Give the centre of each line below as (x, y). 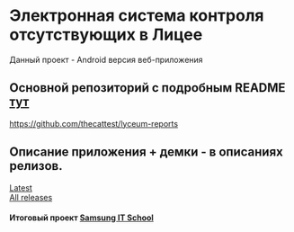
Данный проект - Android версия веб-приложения (107, 59)
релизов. (36, 166)
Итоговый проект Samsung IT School (82, 218)
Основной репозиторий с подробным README (147, 88)
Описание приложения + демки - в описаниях (146, 152)
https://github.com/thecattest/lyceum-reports (94, 123)
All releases (31, 197)
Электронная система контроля (137, 16)
